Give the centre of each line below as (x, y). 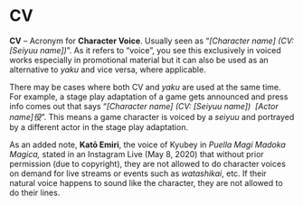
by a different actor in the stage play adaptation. (99, 126)
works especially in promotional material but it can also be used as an (139, 60)
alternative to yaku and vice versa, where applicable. (108, 70)
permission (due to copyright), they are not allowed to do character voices (148, 163)
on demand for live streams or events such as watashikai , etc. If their (138, 173)
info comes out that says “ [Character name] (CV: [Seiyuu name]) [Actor (144, 106)
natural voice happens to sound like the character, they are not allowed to (146, 182)
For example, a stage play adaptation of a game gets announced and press (149, 97)
